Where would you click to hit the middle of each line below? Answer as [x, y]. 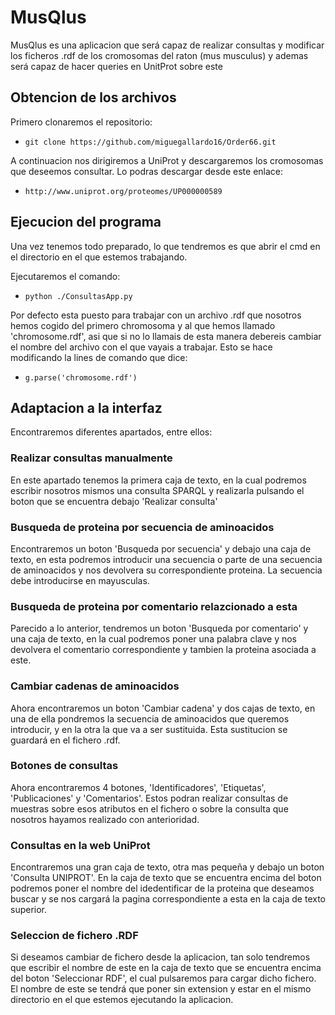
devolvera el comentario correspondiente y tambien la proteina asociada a [163, 650]
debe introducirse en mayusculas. [80, 580]
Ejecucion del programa [86, 222]
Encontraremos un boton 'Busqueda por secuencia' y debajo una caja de [161, 548]
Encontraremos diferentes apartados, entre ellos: [111, 432]
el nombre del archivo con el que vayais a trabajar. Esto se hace [141, 347]
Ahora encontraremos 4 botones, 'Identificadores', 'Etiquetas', [138, 787]
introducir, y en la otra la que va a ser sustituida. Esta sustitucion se [149, 729]
